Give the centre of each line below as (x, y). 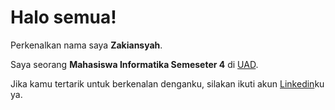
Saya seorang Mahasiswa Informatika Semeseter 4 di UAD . (134, 64)
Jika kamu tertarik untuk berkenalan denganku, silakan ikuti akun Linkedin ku (167, 83)
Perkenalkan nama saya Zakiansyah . (86, 45)
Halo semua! (63, 17)
